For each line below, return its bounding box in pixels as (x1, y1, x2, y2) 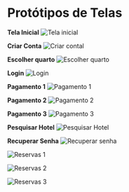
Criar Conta (7, 41, 42, 50)
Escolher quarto (7, 55, 55, 64)
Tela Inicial (7, 28, 40, 36)
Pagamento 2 (7, 96, 47, 104)
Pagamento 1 (7, 82, 46, 90)
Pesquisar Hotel (7, 123, 55, 131)
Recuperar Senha (7, 137, 60, 145)
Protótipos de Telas (7, 5, 123, 21)
